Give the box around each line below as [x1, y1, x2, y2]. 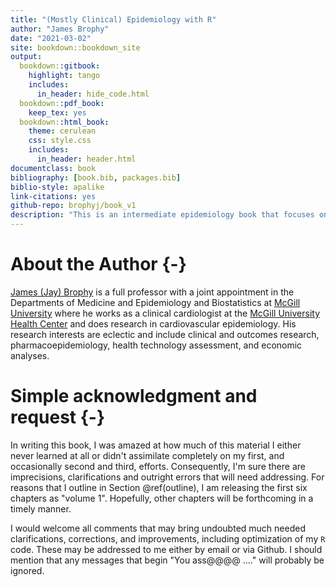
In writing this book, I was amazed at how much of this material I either [10, 439, 302, 451]
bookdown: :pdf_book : [19, 98, 105, 108]
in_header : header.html [36, 154, 137, 164]
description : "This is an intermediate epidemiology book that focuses [10, 210, 315, 220]
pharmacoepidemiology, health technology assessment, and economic [10, 339, 303, 351]
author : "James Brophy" [10, 24, 110, 34]
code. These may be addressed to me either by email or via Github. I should [10, 543, 323, 555]
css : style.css [28, 136, 92, 146]
